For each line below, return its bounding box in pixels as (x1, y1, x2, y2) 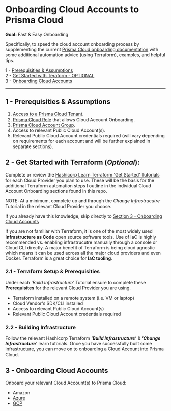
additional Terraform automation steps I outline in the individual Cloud (5, 182, 151, 189)
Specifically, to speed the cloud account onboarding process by (5, 41, 139, 47)
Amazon (12, 389, 31, 395)
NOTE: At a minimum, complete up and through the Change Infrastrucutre (5, 197, 160, 204)
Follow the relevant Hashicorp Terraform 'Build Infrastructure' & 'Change (5, 335, 161, 341)
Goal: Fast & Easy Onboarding (5, 31, 69, 37)
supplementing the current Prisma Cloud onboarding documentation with (5, 46, 159, 52)
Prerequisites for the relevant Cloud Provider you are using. (5, 285, 131, 291)
